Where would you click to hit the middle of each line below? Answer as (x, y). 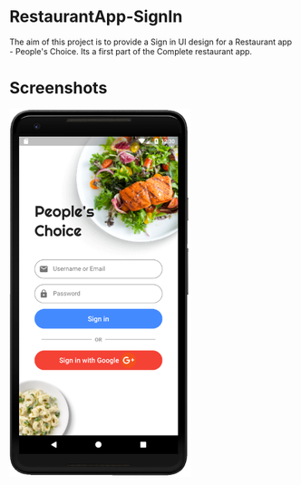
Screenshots (58, 88)
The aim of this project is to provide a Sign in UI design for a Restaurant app (151, 42)
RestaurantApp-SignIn (96, 17)
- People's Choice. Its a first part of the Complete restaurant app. (131, 51)
